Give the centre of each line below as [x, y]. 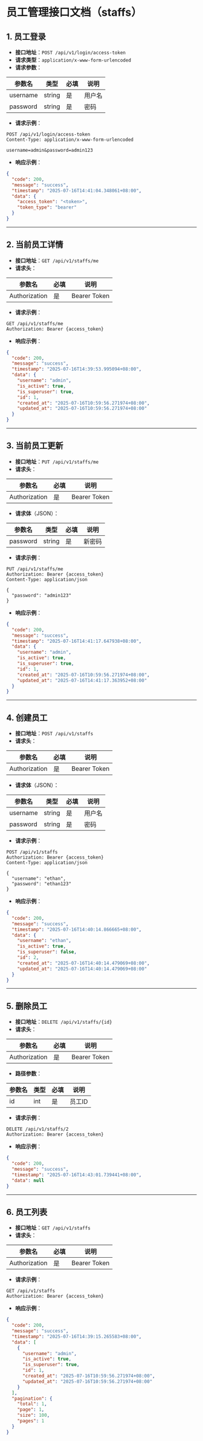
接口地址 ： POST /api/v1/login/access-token [70, 52]
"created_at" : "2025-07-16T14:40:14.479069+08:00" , [83, 963]
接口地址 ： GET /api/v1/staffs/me [57, 260]
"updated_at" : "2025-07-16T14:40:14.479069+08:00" [82, 969]
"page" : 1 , [31, 1410]
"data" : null [28, 1180]
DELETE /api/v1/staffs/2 [37, 1129]
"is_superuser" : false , [47, 952]
